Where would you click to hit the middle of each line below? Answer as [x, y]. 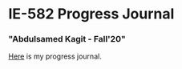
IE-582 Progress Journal [91, 14]
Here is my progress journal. [55, 56]
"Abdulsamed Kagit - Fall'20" [67, 39]
